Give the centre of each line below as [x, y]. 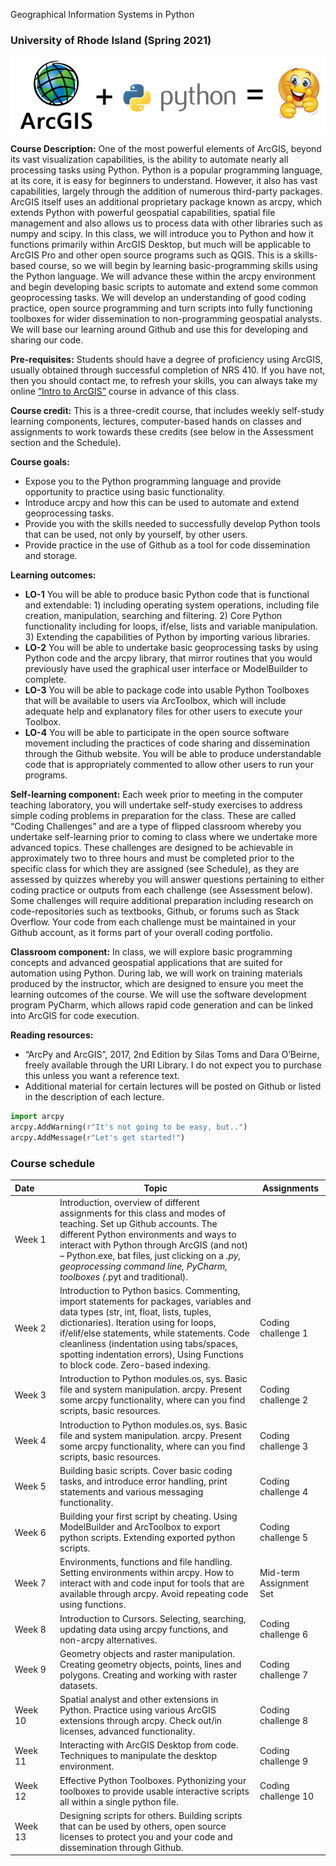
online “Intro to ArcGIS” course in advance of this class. [125, 391]
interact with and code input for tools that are [152, 1583]
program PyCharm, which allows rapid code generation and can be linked [161, 1005]
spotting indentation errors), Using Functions [152, 1355]
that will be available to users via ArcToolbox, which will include [155, 701]
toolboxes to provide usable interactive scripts [154, 1791]
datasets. [78, 1685]
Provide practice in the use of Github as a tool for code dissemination [167, 545]
